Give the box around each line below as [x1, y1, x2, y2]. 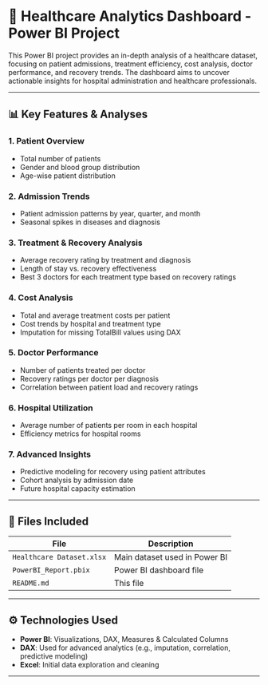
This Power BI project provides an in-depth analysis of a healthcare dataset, [8, 50, 258, 60]
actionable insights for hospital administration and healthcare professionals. [8, 76, 258, 85]
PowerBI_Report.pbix [12, 566, 90, 575]
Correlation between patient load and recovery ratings [19, 382, 199, 392]
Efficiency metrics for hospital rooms [19, 429, 141, 438]
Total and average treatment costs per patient [19, 311, 171, 320]
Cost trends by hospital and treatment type [19, 319, 161, 328]
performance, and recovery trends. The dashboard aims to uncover [8, 67, 230, 77]
